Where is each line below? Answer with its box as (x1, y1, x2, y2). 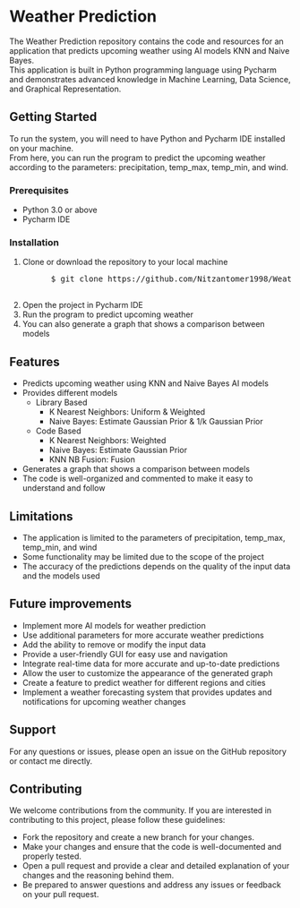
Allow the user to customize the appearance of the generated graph (21, 667, 273, 678)
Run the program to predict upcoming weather (21, 309, 194, 320)
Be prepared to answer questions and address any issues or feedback (21, 879, 282, 890)
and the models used (21, 570, 100, 581)
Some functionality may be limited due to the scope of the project (21, 551, 264, 561)
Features (9, 354, 60, 369)
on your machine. (9, 142, 74, 153)
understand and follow (21, 483, 106, 493)
